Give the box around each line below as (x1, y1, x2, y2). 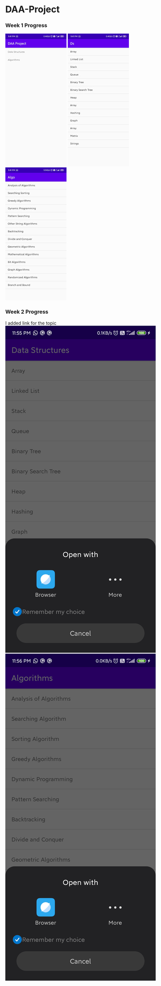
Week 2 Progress (5, 308, 48, 315)
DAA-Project (5, 4, 60, 15)
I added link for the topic (5, 320, 57, 326)
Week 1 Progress (5, 22, 47, 29)
